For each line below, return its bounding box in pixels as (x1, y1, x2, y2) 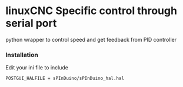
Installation (5, 51, 39, 59)
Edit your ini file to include (5, 64, 69, 71)
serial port (5, 16, 57, 30)
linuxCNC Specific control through (5, 4, 178, 18)
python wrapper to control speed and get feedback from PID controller (5, 36, 177, 43)
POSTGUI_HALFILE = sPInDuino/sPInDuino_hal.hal (5, 75, 125, 82)
